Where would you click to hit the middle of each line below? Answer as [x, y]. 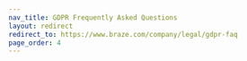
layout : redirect [41, 26]
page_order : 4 [35, 43]
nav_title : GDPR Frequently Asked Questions [93, 17]
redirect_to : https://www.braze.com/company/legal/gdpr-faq [123, 34]
